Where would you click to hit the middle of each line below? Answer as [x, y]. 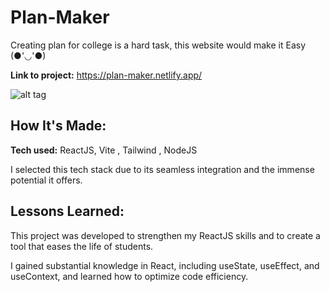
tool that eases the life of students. [82, 246]
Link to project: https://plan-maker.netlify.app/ [106, 75]
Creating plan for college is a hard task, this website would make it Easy [158, 45]
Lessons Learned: [67, 211]
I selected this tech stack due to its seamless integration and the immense [162, 169]
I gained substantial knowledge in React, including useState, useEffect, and [165, 265]
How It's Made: [58, 126]
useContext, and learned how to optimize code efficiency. [129, 276]
